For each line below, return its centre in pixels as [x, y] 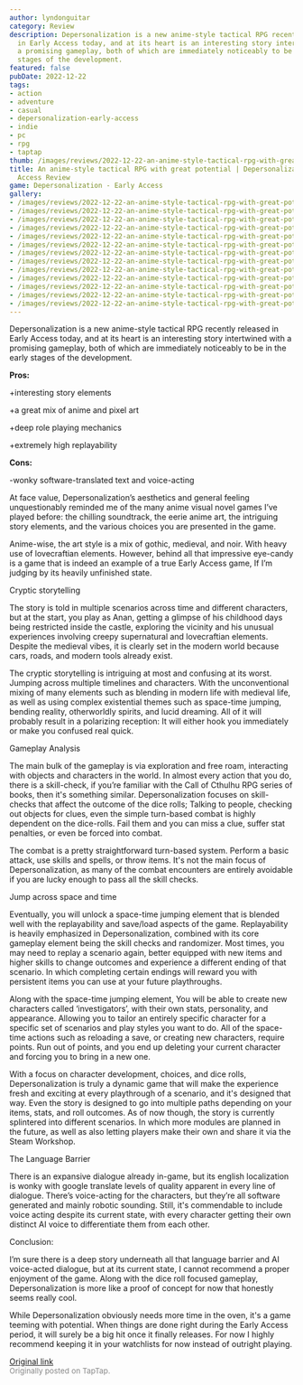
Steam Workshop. [43, 1142]
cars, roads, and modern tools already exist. [91, 656]
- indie [24, 127]
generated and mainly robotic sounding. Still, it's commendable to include [146, 1205]
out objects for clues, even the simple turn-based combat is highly [133, 814]
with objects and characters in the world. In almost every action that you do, [151, 776]
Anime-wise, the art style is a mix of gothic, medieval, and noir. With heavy [148, 544]
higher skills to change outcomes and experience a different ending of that [148, 962]
